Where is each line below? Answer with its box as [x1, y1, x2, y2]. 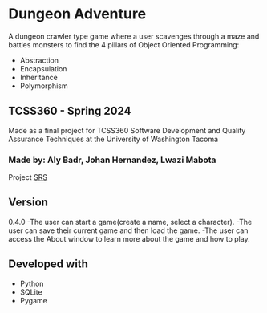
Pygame [19, 295, 48, 305]
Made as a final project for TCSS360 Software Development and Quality [8, 125, 246, 135]
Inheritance [19, 72, 59, 82]
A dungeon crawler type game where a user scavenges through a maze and [8, 31, 260, 41]
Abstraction [19, 55, 59, 65]
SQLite [19, 287, 42, 297]
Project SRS [8, 173, 48, 182]
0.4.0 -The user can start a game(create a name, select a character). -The [8, 217, 253, 226]
